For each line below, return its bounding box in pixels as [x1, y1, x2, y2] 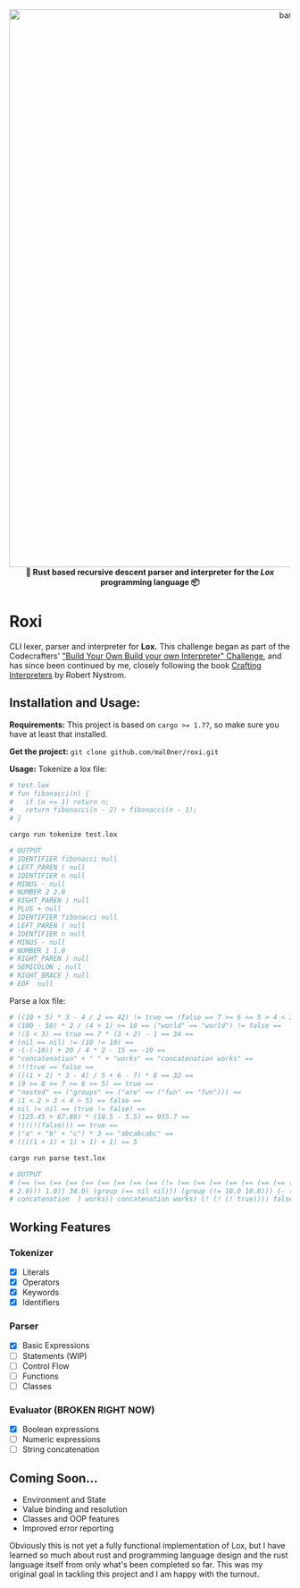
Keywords [21, 1287, 60, 1298]
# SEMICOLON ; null [9, 963, 82, 972]
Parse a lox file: [9, 995, 66, 1006]
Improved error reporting [21, 1523, 114, 1533]
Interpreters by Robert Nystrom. [9, 669, 127, 680]
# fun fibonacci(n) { [9, 789, 90, 798]
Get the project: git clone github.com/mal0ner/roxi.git [9, 746, 219, 757]
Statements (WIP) [21, 1350, 87, 1361]
